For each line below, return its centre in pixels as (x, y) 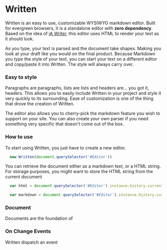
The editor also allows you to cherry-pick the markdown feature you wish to (83, 113)
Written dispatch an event (32, 242)
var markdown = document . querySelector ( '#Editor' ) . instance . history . (83, 195)
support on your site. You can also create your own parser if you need (77, 119)
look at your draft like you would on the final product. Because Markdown (80, 54)
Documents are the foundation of (39, 218)
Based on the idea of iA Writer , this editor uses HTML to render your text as (82, 33)
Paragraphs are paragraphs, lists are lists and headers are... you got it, (77, 88)
